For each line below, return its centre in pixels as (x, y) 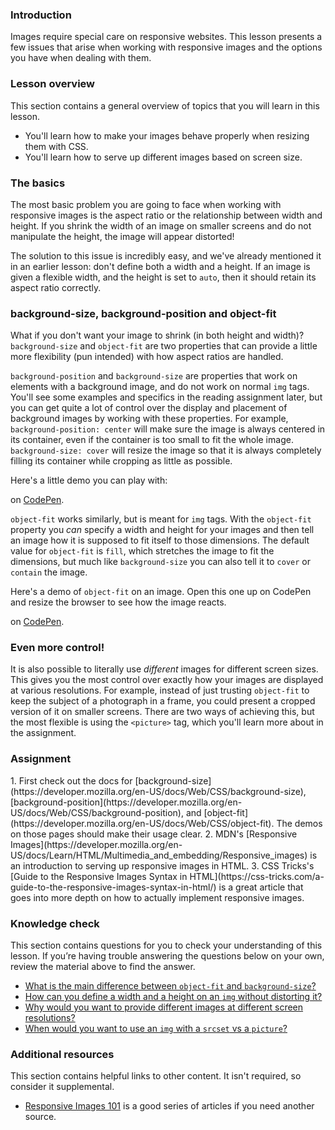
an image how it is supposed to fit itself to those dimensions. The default (160, 540)
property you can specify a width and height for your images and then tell (162, 530)
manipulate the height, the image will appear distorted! (122, 236)
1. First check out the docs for (71, 780)
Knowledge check (55, 923)
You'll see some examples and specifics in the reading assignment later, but (166, 397)
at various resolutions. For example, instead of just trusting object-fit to (160, 690)
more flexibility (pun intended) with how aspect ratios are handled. (147, 357)
